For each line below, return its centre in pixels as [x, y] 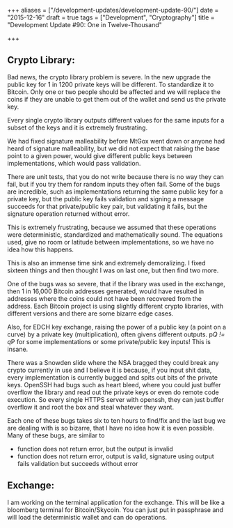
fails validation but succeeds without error [78, 463]
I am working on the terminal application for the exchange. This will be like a [116, 502]
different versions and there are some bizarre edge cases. [90, 313]
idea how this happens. [41, 249]
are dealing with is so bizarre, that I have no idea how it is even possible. [111, 428]
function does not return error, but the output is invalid [95, 449]
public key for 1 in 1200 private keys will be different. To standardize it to [111, 84]
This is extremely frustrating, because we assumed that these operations [112, 227]
